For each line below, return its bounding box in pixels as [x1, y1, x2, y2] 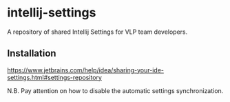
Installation [7, 48, 56, 59]
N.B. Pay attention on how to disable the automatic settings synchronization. [7, 86, 224, 94]
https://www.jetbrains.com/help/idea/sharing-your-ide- [7, 65, 164, 74]
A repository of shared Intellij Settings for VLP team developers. [7, 28, 188, 36]
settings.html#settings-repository [7, 73, 102, 81]
